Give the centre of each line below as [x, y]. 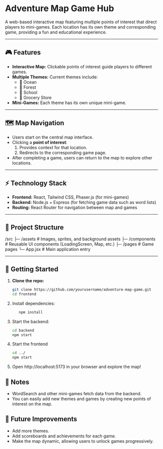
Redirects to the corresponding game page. [63, 153]
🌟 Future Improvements [41, 419]
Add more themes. [31, 431]
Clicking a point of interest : [40, 142]
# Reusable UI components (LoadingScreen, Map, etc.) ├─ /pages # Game [80, 244]
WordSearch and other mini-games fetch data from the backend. [77, 393]
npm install [31, 312]
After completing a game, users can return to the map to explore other [82, 157]
